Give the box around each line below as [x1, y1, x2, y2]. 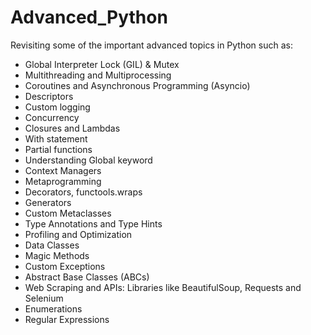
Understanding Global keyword [24, 154, 153, 166]
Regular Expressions [24, 313, 110, 325]
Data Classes [24, 239, 80, 251]
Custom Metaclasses [24, 207, 112, 219]
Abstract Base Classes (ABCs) [24, 271, 150, 283]
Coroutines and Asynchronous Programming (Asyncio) [24, 79, 251, 91]
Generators [24, 196, 72, 208]
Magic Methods [24, 249, 90, 261]
